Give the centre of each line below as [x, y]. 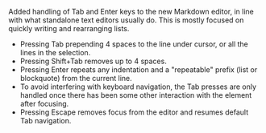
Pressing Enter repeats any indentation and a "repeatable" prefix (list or [139, 70]
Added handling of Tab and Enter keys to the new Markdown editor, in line [131, 12]
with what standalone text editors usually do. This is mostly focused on [126, 20]
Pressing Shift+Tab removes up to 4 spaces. [93, 61]
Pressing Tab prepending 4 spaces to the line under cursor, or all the [134, 44]
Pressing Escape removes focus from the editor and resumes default [134, 112]
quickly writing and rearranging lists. [69, 28]
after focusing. [44, 104]
